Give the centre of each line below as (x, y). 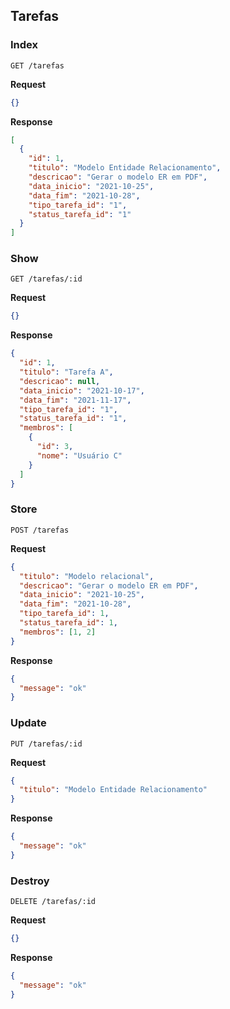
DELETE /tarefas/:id (53, 902)
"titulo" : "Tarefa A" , (66, 372)
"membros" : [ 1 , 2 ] (58, 632)
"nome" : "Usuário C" (79, 455)
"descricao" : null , (60, 381)
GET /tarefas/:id (46, 279)
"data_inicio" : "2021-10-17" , (82, 390)
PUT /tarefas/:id (46, 744)
